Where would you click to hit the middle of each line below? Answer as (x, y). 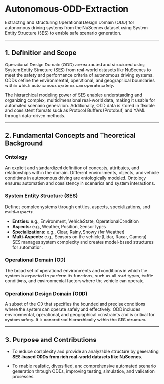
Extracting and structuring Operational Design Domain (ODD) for (70, 22)
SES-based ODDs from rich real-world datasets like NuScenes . (77, 357)
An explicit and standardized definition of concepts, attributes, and (72, 168)
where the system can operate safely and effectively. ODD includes (73, 309)
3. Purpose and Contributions (51, 340)
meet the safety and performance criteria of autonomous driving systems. (79, 75)
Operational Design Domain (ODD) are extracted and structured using (75, 64)
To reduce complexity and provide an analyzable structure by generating (85, 352)
